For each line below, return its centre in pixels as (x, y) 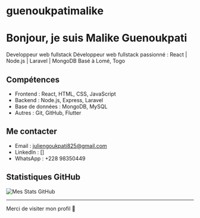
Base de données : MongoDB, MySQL (61, 106)
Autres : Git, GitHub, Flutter (48, 113)
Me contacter (32, 132)
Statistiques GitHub (43, 177)
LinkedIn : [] (29, 152)
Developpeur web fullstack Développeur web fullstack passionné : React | (97, 55)
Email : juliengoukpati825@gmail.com (61, 146)
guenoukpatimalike (55, 11)
